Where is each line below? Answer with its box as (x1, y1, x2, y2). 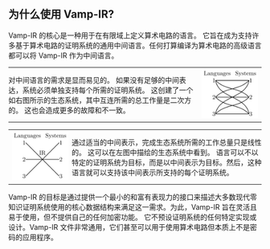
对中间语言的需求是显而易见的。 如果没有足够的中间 (8, 75, 179, 84)
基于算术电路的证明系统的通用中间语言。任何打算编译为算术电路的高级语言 (14, 40, 262, 50)
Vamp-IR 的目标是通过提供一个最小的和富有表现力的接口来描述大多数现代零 (8, 192, 257, 202)
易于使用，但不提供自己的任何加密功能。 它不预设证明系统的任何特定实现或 (8, 212, 257, 222)
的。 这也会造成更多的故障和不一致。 (8, 105, 130, 115)
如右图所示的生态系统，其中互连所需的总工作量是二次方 (8, 95, 191, 104)
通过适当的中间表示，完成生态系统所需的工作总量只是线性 (72, 137, 262, 147)
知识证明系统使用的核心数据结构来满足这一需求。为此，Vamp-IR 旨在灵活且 (8, 202, 257, 211)
